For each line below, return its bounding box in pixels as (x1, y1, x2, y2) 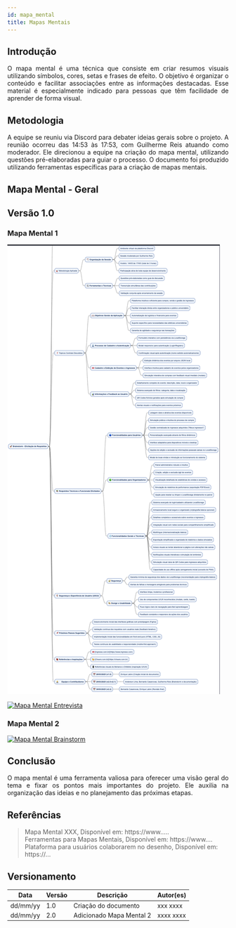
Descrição (97, 891, 128, 899)
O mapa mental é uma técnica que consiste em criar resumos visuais (7, 64, 229, 73)
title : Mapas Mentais (7, 18, 71, 26)
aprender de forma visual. (7, 94, 82, 103)
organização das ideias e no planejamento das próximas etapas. (7, 789, 193, 797)
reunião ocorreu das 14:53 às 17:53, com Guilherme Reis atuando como (7, 140, 229, 149)
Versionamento (7, 870, 77, 882)
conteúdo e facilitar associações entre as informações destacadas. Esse (7, 79, 229, 88)
